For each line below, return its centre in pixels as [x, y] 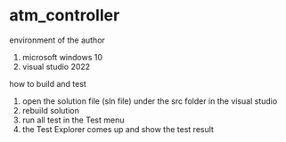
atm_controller [65, 16]
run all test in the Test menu [73, 120]
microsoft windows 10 [62, 57]
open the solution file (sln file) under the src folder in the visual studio [150, 101]
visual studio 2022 [56, 67]
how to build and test [48, 83]
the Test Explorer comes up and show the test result [118, 129]
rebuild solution [51, 110]
